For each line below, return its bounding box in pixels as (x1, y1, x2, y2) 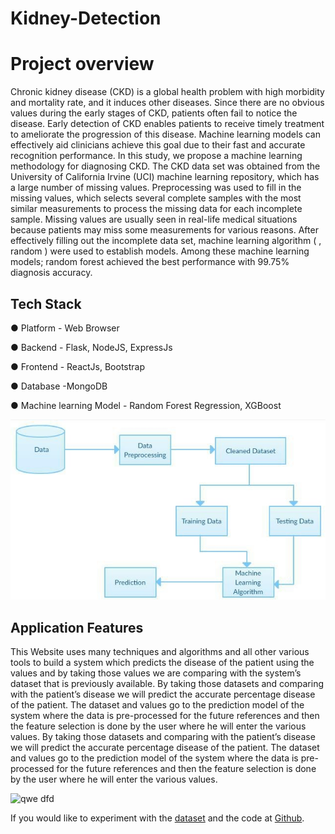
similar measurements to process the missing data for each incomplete (10, 203, 303, 215)
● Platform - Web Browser (10, 322, 120, 334)
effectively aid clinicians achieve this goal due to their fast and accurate (10, 139, 306, 151)
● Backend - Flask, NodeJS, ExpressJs (10, 341, 173, 353)
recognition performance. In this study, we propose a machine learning (10, 150, 303, 162)
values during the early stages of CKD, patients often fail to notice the (10, 107, 298, 119)
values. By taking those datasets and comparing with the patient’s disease (10, 731, 316, 743)
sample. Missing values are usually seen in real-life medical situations (10, 213, 298, 226)
